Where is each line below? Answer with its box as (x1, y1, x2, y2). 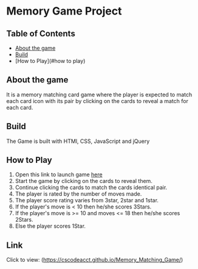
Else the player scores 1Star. (15, 222, 86, 230)
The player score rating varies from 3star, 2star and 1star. (15, 197, 159, 204)
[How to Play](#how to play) (15, 58, 86, 64)
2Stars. (15, 216, 33, 224)
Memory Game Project (6, 4, 122, 18)
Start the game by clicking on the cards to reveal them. (15, 178, 153, 185)
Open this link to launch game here (15, 171, 103, 178)
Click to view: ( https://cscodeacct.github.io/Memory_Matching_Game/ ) (6, 256, 183, 264)
